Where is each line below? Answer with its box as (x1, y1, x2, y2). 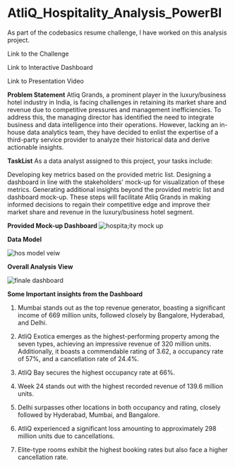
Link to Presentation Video (7, 76, 85, 85)
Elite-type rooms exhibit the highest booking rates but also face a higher (17, 445, 228, 454)
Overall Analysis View (7, 262, 73, 271)
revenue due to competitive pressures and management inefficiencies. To (7, 105, 222, 114)
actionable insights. (7, 142, 64, 151)
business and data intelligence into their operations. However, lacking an (7, 120, 219, 128)
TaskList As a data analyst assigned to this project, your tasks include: (7, 157, 213, 165)
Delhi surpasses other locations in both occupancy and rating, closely (17, 403, 221, 411)
